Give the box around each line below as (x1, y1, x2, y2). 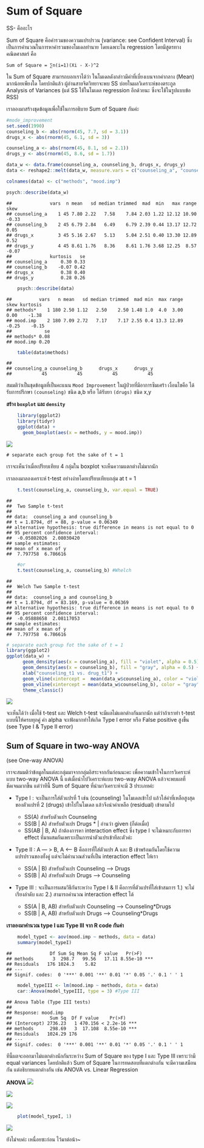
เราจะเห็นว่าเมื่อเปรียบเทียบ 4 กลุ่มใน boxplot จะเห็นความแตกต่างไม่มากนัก (6, 463, 158, 470)
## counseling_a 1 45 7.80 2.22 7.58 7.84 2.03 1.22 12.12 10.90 (6, 211, 197, 217)
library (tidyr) (17, 418, 56, 424)
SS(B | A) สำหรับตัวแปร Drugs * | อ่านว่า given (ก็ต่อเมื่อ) (24, 820, 150, 827)
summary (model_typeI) (17, 940, 72, 946)
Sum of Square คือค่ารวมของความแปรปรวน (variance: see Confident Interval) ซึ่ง (6, 36, 192, 44)
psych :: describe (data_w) (6, 189, 69, 195)
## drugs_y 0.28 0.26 (6, 274, 86, 280)
